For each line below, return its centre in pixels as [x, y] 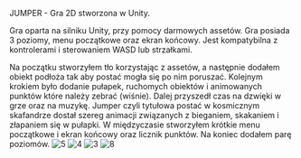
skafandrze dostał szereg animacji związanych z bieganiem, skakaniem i [144, 115]
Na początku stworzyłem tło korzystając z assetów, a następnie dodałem [145, 67]
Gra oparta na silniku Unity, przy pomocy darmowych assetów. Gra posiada [150, 30]
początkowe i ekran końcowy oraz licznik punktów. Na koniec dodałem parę [150, 134]
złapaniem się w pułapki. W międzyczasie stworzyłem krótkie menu [135, 125]
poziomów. [30, 144]
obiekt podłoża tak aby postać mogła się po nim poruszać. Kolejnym [136, 77]
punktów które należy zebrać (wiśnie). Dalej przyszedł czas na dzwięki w [146, 96]
